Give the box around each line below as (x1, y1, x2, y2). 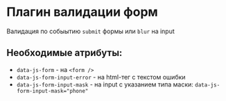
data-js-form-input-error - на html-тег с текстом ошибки (16, 73, 186, 81)
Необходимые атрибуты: (6, 47, 123, 59)
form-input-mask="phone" (16, 87, 89, 94)
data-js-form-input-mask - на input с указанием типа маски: (16, 80, 193, 89)
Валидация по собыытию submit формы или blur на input (6, 27, 175, 35)
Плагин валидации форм (6, 4, 159, 20)
